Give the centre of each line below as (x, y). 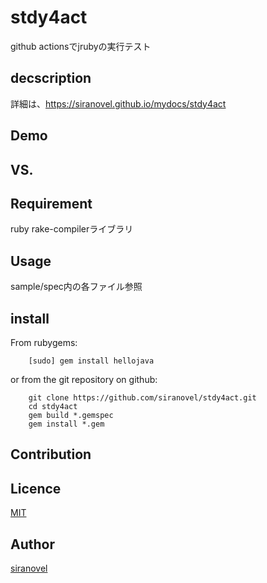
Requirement (51, 203)
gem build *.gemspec (71, 415)
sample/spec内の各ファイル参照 (76, 287)
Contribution (51, 454)
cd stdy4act (53, 406)
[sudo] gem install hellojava (91, 361)
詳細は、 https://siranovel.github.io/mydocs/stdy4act (118, 103)
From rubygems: (44, 342)
